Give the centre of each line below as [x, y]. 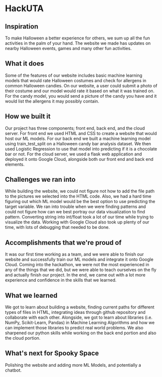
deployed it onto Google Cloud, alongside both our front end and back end [79, 159]
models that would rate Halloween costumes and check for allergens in [76, 80]
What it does [25, 64]
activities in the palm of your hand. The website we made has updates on [78, 43]
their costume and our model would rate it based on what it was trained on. [80, 91]
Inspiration [22, 26]
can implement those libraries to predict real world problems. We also [74, 328]
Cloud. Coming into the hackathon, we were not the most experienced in [77, 265]
